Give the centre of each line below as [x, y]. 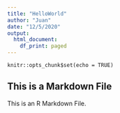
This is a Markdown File [60, 87]
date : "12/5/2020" [34, 27]
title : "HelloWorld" [37, 14]
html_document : [36, 40]
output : [18, 33]
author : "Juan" [29, 20]
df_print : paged [44, 46]
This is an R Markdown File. [47, 103]
